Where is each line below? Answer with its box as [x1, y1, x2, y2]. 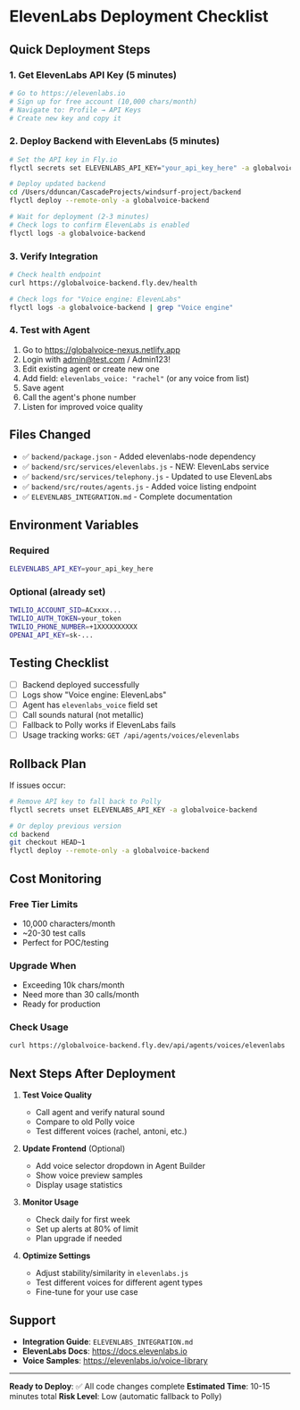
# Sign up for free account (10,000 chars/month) [9, 96, 198, 106]
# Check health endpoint [9, 270, 102, 279]
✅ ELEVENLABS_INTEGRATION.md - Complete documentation [21, 491, 233, 502]
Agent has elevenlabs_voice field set [21, 699, 158, 710]
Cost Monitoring [9, 871, 103, 886]
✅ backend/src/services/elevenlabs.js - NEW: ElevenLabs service [21, 461, 270, 471]
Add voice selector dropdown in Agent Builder [35, 1161, 205, 1172]
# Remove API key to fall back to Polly [9, 797, 162, 805]
